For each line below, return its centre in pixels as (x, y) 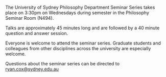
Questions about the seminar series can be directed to (63, 64)
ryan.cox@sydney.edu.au (32, 69)
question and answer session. (37, 33)
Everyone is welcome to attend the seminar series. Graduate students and (83, 43)
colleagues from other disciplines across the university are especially (78, 48)
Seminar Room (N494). (30, 18)
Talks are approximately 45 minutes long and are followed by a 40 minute (82, 28)
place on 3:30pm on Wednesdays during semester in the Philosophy (77, 13)
